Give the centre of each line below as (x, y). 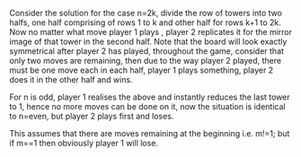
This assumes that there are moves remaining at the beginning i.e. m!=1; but (150, 133)
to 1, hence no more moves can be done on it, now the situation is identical (147, 106)
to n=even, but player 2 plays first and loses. (92, 116)
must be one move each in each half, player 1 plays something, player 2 (142, 70)
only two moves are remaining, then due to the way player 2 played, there (145, 61)
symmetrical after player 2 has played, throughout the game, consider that (147, 51)
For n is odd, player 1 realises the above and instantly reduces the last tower (150, 97)
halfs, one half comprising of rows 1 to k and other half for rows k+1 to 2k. (145, 22)
